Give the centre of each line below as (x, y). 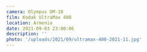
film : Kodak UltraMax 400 (39, 17)
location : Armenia (29, 23)
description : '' (27, 34)
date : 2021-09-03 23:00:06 (40, 28)
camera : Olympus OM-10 (35, 12)
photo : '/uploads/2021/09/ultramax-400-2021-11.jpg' (74, 39)
